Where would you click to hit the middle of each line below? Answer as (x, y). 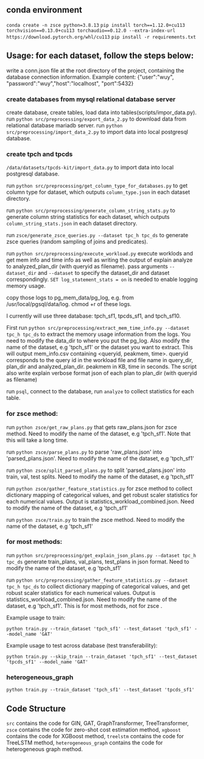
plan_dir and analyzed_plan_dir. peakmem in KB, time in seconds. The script (101, 367)
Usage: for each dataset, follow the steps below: (100, 56)
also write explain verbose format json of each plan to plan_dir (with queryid (102, 373)
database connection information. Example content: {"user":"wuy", (90, 77)
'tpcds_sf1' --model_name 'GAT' (47, 662)
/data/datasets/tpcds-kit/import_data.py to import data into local (90, 168)
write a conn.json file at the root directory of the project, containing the (95, 70)
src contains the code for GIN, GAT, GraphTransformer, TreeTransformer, (97, 723)
